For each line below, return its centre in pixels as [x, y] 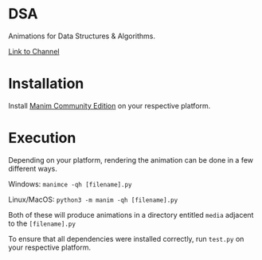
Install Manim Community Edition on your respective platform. [109, 105]
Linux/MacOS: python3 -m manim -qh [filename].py [93, 199]
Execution [42, 138]
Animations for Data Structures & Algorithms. [82, 36]
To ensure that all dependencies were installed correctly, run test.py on [126, 238]
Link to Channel [34, 51]
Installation [46, 84]
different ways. [33, 168]
